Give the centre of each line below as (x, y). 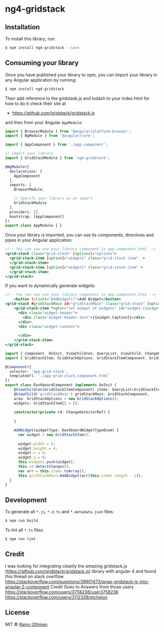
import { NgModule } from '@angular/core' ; (50, 136)
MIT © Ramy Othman (26, 624)
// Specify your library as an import (53, 198)
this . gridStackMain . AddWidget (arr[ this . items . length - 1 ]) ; (80, 476)
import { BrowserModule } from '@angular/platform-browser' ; (69, 131)
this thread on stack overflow (34, 576)
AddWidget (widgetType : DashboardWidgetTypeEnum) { (66, 430)
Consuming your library (42, 63)
